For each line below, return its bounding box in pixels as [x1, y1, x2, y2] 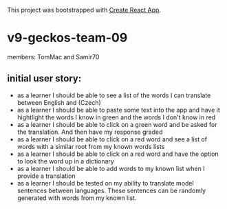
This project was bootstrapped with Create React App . [7, 6, 162, 14]
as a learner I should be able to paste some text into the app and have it [17, 106, 220, 114]
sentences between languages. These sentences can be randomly [17, 186, 206, 195]
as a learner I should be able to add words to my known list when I [17, 164, 205, 172]
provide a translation [17, 172, 76, 180]
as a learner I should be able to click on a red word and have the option [17, 150, 219, 158]
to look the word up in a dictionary [17, 157, 115, 165]
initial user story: [7, 72, 82, 85]
